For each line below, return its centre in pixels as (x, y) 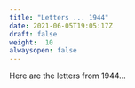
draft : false (33, 34)
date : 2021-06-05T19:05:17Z (61, 26)
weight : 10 (31, 42)
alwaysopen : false (43, 51)
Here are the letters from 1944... (67, 76)
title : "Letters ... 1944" (59, 17)
